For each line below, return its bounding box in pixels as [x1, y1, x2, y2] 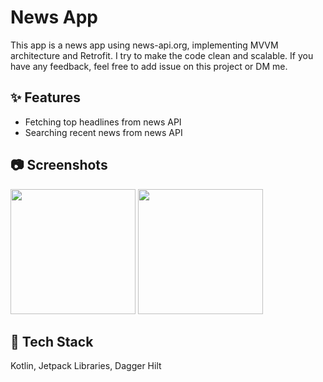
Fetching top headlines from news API [24, 116, 182, 128]
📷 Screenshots [10, 157, 108, 174]
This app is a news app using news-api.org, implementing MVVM [10, 39, 279, 51]
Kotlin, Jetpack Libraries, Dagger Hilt [10, 360, 162, 372]
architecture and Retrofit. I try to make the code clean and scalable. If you [10, 49, 314, 61]
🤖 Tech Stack [10, 333, 94, 350]
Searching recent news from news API [24, 126, 183, 138]
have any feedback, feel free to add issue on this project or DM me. [10, 60, 288, 72]
